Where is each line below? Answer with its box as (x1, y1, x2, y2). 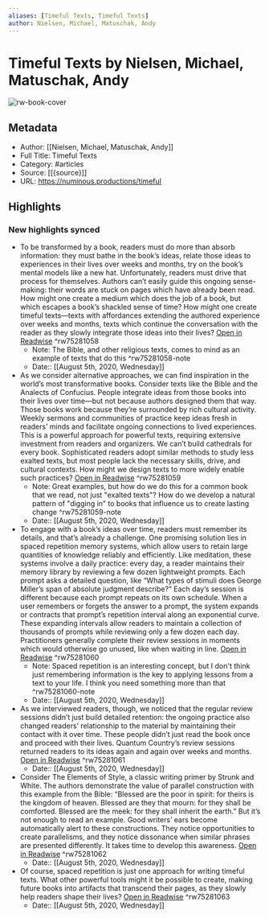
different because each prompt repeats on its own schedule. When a (19, 592, 247, 602)
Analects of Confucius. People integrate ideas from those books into (19, 387, 247, 397)
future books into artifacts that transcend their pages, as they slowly (19, 883, 247, 893)
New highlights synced (8, 224, 100, 235)
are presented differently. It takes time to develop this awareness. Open (19, 840, 257, 850)
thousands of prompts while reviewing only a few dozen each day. (19, 627, 239, 636)
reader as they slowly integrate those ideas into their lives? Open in (19, 327, 243, 337)
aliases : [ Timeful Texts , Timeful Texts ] (8, 11, 149, 20)
